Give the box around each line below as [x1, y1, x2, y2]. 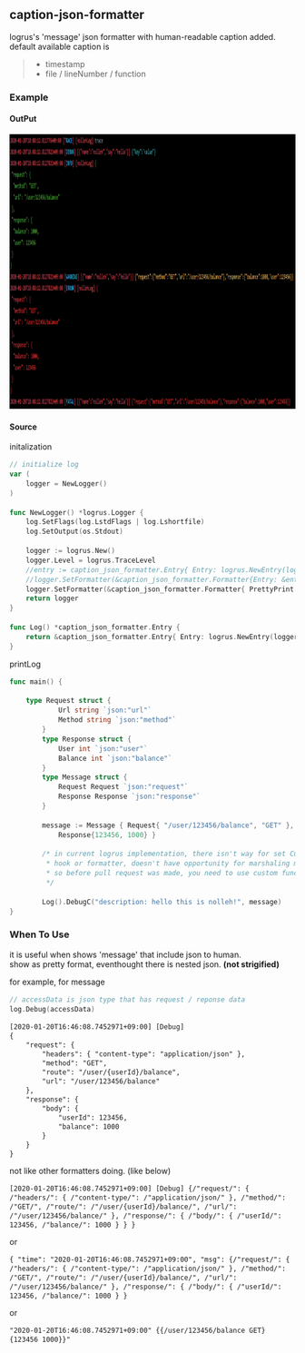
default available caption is [9, 41, 110, 52]
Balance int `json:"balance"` [57, 754, 172, 763]
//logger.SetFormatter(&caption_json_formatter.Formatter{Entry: [25, 575, 279, 584]
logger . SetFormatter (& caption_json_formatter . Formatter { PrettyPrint [25, 585, 295, 594]
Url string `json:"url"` [57, 706, 152, 716]
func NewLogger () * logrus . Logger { [9, 508, 144, 517]
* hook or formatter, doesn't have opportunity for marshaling [45, 859, 290, 868]
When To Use [9, 928, 70, 941]
